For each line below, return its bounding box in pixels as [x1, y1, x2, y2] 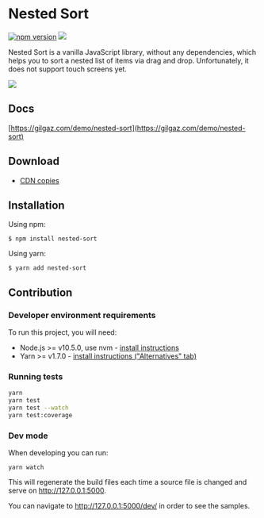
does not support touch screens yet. [8, 64, 127, 74]
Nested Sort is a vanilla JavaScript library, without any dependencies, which [8, 47, 257, 56]
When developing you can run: [8, 448, 109, 458]
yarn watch [8, 463, 44, 472]
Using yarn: [8, 249, 46, 259]
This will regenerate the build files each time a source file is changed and [8, 478, 247, 487]
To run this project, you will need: [8, 328, 117, 337]
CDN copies [19, 175, 59, 185]
